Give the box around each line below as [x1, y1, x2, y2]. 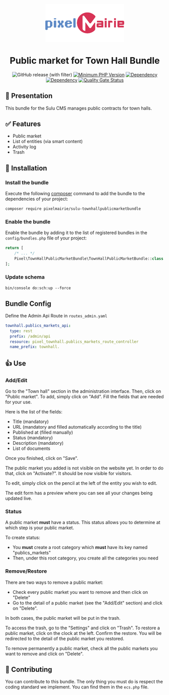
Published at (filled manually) [12, 429, 73, 435]
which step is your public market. [5, 525, 74, 531]
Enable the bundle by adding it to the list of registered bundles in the [5, 229, 147, 236]
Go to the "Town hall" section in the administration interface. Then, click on [5, 388, 161, 394]
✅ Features [5, 120, 41, 128]
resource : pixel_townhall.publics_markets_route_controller [10, 339, 139, 344]
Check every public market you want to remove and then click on [12, 589, 148, 595]
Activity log [12, 144, 36, 150]
